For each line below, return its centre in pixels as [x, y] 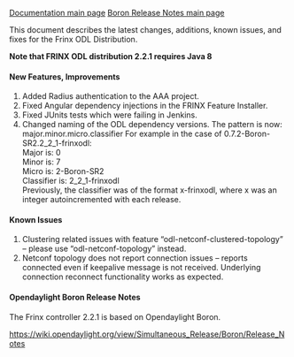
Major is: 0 [41, 153]
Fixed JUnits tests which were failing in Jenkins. [109, 115]
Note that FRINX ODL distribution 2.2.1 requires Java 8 [111, 56]
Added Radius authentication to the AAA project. [110, 96]
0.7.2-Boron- [247, 134]
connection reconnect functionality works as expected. [123, 277]
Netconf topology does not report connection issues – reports [135, 258]
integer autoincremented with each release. [101, 200]
